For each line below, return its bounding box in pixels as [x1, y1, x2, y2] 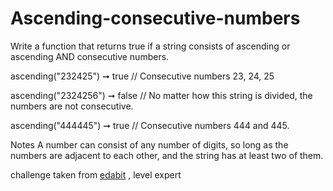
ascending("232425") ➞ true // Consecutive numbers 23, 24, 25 [10, 70, 275, 82]
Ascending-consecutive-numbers [10, 7, 301, 30]
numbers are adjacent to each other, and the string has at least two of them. [10, 149, 324, 161]
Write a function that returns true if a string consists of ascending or [10, 40, 291, 52]
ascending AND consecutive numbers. [10, 50, 170, 62]
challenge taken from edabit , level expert [10, 168, 182, 181]
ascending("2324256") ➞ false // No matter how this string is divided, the [10, 89, 313, 101]
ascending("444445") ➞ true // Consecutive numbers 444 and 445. [10, 119, 290, 131]
